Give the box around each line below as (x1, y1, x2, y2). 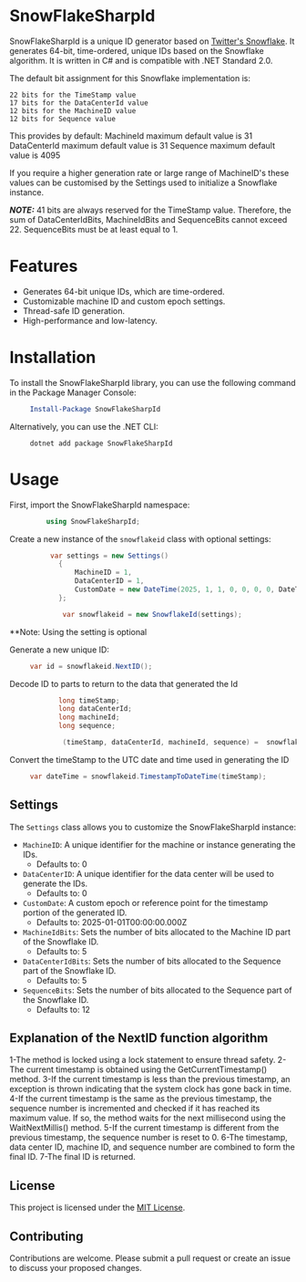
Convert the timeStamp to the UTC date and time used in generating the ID (9, 754, 290, 765)
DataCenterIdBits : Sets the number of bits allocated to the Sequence (22, 955, 281, 966)
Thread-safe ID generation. (22, 305, 126, 316)
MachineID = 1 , (74, 568, 132, 578)
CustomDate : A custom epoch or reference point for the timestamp (22, 897, 269, 908)
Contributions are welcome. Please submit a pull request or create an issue (9, 1253, 291, 1264)
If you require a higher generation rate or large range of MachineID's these (9, 167, 290, 178)
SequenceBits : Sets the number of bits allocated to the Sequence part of (22, 985, 293, 995)
